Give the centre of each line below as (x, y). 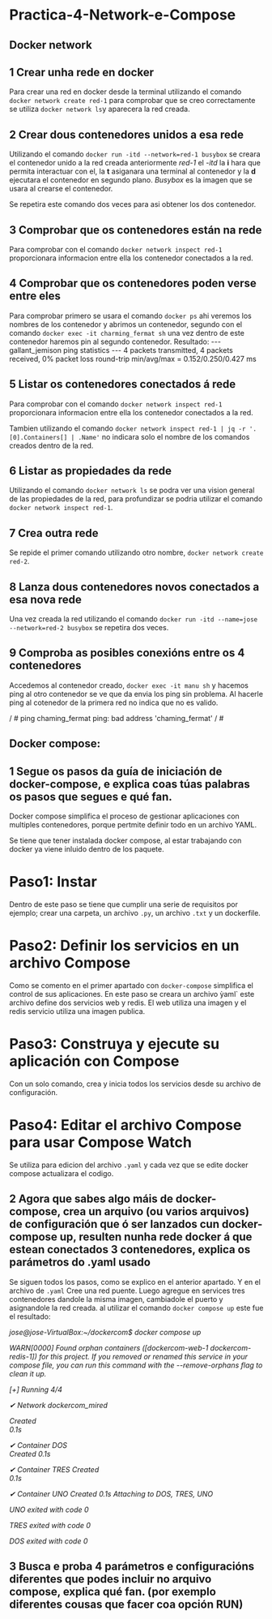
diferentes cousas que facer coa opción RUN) (126, 1605)
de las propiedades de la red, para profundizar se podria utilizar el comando (136, 499)
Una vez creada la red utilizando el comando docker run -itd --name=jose (134, 619)
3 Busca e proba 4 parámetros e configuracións (132, 1567)
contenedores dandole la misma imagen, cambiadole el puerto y (116, 1299)
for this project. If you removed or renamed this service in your (143, 1356)
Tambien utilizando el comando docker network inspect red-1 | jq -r (127, 428)
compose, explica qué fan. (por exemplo (113, 1592)
